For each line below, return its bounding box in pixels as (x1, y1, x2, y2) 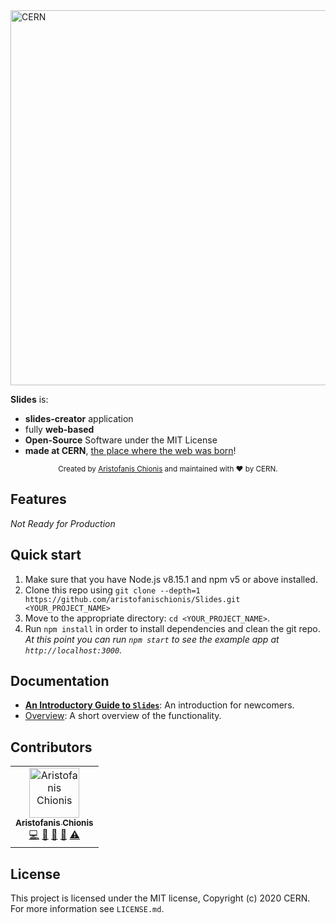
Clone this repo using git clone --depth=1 (24, 584, 201, 596)
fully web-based (24, 424, 95, 435)
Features (10, 491, 67, 508)
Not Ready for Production (10, 517, 116, 529)
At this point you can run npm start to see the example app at (24, 633, 280, 645)
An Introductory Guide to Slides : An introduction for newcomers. (24, 699, 295, 711)
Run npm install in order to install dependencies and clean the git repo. (24, 622, 321, 634)
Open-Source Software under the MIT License (24, 434, 218, 446)
